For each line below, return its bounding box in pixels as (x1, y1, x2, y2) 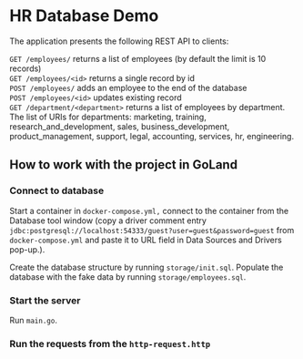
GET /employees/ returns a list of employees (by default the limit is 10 (9, 53, 267, 64)
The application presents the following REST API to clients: (9, 36, 229, 46)
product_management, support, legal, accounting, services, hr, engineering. (9, 130, 294, 141)
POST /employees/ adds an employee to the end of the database (9, 82, 247, 93)
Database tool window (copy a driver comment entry (9, 215, 207, 226)
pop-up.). (9, 243, 45, 255)
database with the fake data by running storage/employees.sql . (9, 271, 247, 282)
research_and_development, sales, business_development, (9, 120, 230, 132)
